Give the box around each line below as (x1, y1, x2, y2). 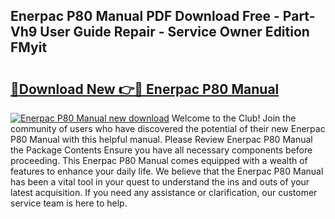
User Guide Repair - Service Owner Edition (39, 24, 310, 41)
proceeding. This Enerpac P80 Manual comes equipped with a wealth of (10, 155, 308, 166)
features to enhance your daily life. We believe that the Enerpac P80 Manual (10, 165, 324, 177)
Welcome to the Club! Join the (171, 112, 297, 124)
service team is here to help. (10, 197, 128, 209)
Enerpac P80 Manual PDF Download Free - (10, 8, 280, 25)
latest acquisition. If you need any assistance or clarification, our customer (10, 187, 318, 198)
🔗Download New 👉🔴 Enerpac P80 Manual (10, 80, 280, 98)
